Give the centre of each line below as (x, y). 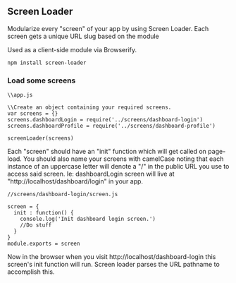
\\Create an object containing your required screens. (89, 108)
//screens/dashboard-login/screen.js (63, 194)
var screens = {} (33, 114)
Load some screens (42, 80)
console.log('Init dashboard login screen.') (88, 219)
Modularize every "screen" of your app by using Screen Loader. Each (108, 28)
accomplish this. (31, 272)
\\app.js (20, 95)
